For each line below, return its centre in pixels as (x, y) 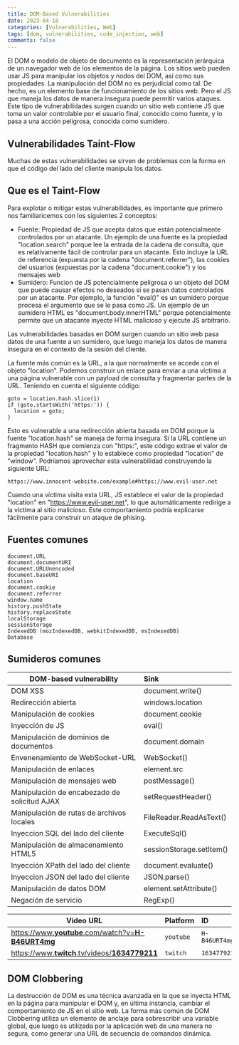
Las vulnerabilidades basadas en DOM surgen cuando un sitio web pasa (113, 334)
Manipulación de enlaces (53, 769)
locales (23, 822)
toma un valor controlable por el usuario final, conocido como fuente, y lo (115, 114)
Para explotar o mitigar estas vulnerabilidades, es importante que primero (115, 208)
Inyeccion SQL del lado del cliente (68, 833)
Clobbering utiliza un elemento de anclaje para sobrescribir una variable (113, 1019)
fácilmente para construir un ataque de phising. (77, 517)
